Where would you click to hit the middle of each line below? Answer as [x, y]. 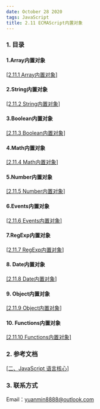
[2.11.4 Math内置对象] [32, 162]
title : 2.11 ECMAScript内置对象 [45, 23]
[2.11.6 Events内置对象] [34, 220]
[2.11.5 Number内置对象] [36, 191]
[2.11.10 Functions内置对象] [39, 337]
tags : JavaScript [28, 17]
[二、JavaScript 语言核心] [38, 368]
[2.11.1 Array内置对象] [32, 75]
